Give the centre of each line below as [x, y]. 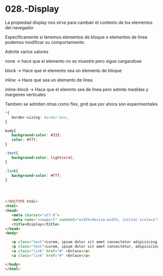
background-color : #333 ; [37, 135]
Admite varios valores [27, 52]
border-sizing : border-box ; [40, 117]
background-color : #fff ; [37, 175]
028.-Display [32, 9]
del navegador [19, 27]
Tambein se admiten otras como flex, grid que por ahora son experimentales [81, 104]
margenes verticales [25, 94]
